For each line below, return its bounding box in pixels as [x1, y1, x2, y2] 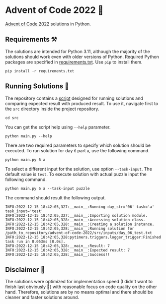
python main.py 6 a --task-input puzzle [5, 186, 90, 191]
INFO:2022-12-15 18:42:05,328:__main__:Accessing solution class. [5, 217, 146, 222]
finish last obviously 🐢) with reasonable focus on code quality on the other [5, 284, 158, 290]
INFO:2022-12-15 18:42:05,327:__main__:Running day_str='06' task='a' [5, 204, 155, 209]
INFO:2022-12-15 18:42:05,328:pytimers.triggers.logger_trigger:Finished [5, 235, 162, 240]
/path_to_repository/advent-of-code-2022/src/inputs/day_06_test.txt [5, 230, 153, 235]
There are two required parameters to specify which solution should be [5, 142, 151, 148]
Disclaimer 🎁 [5, 265, 45, 274]
